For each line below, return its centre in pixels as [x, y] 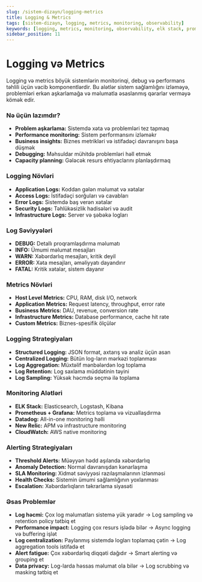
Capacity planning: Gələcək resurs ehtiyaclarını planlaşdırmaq [93, 161]
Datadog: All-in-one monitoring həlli [60, 419]
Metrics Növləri [29, 285]
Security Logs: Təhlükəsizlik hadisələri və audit [74, 208]
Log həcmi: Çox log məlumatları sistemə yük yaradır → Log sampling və [104, 515]
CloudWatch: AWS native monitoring [61, 432]
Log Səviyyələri [29, 231]
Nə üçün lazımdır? [33, 115]
